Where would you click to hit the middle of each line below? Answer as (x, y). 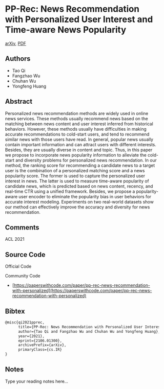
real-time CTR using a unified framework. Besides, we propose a (70, 191)
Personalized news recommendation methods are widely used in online (77, 113)
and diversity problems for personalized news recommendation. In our (86, 160)
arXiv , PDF (16, 43)
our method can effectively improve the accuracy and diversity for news (78, 207)
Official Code (18, 266)
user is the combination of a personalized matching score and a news (75, 170)
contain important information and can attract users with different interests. (81, 144)
